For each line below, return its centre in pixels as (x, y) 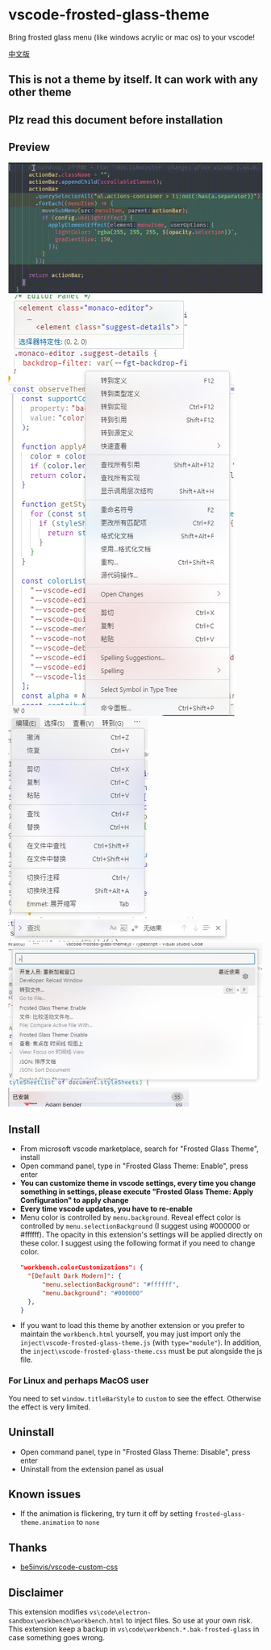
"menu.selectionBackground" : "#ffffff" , (110, 1284)
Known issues (45, 1494)
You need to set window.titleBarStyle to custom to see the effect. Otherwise (135, 1398)
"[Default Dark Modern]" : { (75, 1276)
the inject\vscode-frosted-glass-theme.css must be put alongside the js (141, 1351)
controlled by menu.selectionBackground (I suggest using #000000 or (135, 1226)
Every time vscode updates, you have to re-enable (106, 1209)
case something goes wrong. (56, 1637)
